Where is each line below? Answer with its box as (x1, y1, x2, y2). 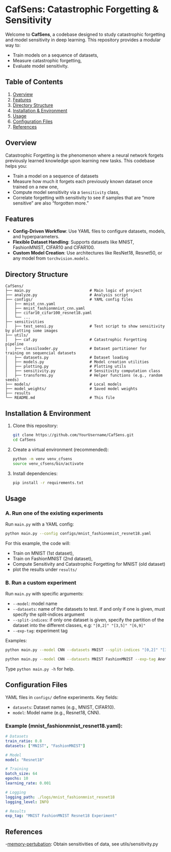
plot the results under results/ (12, 566, 77, 572)
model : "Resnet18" (5, 757, 44, 762)
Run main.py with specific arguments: (5, 591, 84, 597)
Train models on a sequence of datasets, (12, 52, 99, 58)
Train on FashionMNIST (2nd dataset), (12, 555, 93, 562)
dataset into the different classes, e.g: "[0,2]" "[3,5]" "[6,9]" (12, 622, 146, 629)
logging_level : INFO (5, 799, 49, 805)
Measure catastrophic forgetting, (12, 57, 82, 63)
